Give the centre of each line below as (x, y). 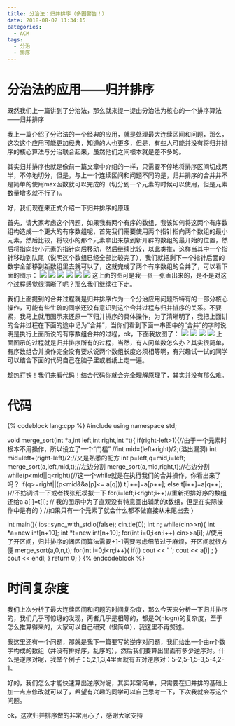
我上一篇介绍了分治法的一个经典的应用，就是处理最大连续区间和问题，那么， (117, 134)
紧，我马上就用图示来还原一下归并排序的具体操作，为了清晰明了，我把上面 (114, 316)
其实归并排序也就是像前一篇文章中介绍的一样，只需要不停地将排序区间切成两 (117, 166)
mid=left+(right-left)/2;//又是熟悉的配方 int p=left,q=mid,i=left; (97, 458)
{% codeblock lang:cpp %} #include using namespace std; (92, 425)
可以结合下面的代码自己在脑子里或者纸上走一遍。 (78, 360)
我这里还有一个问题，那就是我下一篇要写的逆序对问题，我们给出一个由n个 (113, 641)
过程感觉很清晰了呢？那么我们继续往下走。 (74, 284)
